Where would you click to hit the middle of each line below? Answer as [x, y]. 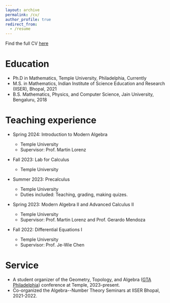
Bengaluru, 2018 [30, 100]
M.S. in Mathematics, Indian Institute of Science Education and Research [89, 84]
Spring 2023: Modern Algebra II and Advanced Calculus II [73, 204]
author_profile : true [28, 19]
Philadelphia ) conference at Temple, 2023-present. [66, 285]
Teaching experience [51, 120]
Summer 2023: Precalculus [41, 179]
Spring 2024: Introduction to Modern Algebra [60, 134]
